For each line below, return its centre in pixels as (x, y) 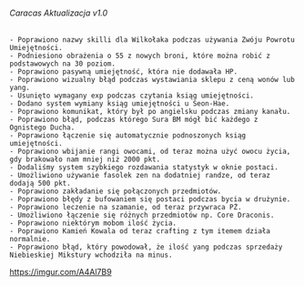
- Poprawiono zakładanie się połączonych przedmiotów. (116, 191)
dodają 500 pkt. (40, 184)
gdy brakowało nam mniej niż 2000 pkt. (85, 159)
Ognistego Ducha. (42, 128)
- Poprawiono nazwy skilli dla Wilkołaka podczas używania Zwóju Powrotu (152, 40)
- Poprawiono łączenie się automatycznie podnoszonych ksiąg (128, 136)
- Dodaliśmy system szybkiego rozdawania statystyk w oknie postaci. (144, 168)
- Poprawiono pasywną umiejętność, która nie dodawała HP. (124, 72)
